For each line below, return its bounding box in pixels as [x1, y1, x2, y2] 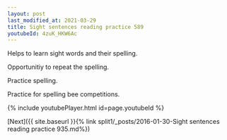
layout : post [7, 10, 46, 18]
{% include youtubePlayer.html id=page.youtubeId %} [7, 103, 165, 113]
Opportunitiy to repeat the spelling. [7, 63, 110, 71]
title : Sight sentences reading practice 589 [7, 23, 144, 30]
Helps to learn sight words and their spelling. [7, 49, 138, 58]
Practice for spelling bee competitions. [7, 90, 120, 98]
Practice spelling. [7, 77, 58, 85]
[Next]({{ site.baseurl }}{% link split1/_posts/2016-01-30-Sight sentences [7, 117, 221, 126]
